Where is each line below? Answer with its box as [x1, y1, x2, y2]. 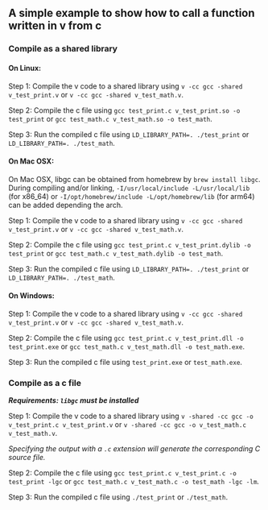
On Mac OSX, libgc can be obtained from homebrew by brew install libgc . [8, 174, 261, 184]
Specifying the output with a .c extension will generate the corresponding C [8, 444, 261, 454]
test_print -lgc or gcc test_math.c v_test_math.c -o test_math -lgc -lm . [8, 477, 260, 487]
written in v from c [8, 19, 102, 33]
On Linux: [8, 63, 42, 73]
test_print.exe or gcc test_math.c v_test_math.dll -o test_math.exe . [8, 342, 245, 351]
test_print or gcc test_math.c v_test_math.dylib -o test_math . [8, 248, 224, 258]
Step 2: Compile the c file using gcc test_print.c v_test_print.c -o [8, 468, 237, 478]
